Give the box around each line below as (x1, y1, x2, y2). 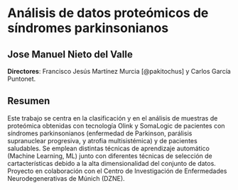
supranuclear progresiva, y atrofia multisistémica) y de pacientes (7, 136, 198, 145)
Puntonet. (7, 74, 36, 83)
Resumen (7, 95, 50, 107)
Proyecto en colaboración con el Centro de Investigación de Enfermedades (7, 167, 227, 175)
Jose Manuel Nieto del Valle (7, 48, 133, 60)
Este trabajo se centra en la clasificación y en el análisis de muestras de (7, 113, 218, 122)
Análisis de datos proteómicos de (7, 5, 209, 21)
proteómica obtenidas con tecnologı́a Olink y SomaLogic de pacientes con (7, 121, 225, 130)
